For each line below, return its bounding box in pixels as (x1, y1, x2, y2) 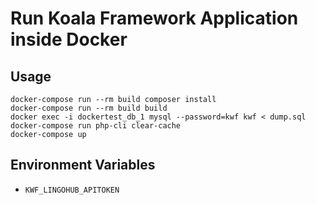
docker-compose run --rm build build (10, 103, 168, 113)
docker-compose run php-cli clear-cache (10, 121, 182, 131)
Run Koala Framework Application (10, 7, 299, 30)
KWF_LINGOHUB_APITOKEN (24, 185, 120, 195)
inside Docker (10, 28, 128, 51)
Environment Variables (10, 157, 156, 174)
